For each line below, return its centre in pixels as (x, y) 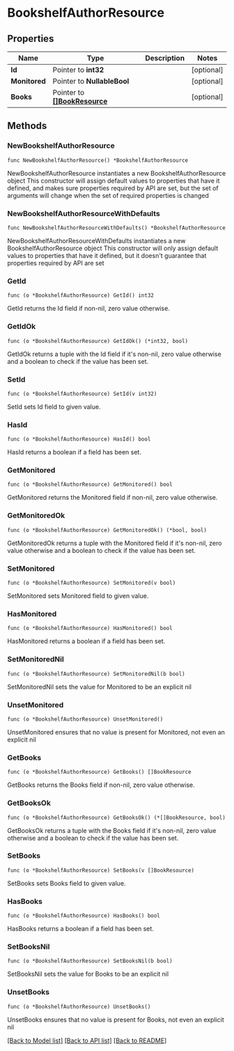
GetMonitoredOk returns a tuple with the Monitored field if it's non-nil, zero (115, 543)
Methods (27, 126)
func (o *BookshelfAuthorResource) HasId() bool (79, 439)
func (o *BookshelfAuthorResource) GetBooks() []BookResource (99, 772)
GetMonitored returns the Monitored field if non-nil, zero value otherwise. (112, 498)
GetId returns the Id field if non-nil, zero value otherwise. (89, 309)
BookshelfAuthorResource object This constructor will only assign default (113, 248)
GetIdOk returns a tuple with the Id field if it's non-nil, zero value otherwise (114, 354)
